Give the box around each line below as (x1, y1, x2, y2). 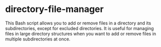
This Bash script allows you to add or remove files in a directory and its (5, 20, 151, 26)
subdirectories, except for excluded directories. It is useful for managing (5, 25, 154, 31)
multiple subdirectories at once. (5, 36, 70, 42)
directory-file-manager (5, 3, 104, 15)
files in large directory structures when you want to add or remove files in (5, 30, 156, 36)
